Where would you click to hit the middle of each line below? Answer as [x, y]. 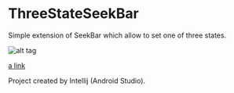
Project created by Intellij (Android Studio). [77, 80]
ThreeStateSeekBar [73, 14]
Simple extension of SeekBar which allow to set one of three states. [117, 35]
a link [17, 65]
